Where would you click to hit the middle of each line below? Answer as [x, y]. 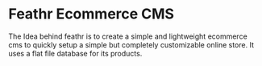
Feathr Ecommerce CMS [91, 14]
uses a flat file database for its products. [75, 53]
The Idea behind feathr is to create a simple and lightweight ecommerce [128, 36]
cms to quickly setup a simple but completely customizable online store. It [131, 44]
